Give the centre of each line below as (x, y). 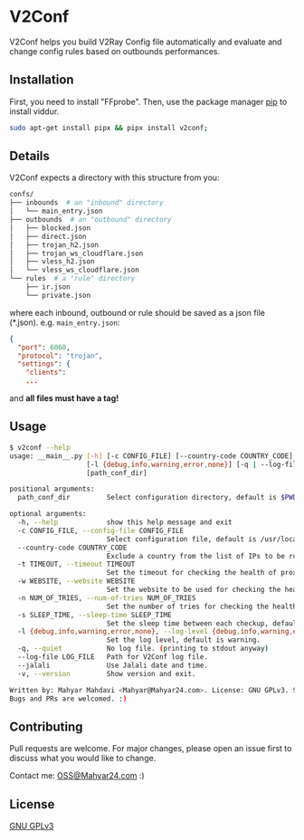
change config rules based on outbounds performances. (115, 51)
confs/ (22, 195)
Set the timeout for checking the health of (192, 573)
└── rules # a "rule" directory (72, 279)
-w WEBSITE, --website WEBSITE (76, 581)
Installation (42, 80)
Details (29, 156)
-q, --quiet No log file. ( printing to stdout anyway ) (143, 649)
